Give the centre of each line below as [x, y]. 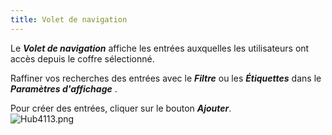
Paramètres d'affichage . [64, 88]
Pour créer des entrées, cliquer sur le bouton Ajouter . [121, 108]
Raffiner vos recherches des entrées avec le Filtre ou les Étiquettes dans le [166, 78]
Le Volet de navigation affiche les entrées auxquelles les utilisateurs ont [160, 48]
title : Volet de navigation [69, 19]
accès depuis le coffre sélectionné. [82, 58]
